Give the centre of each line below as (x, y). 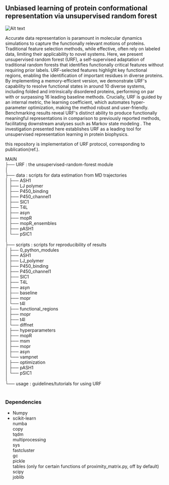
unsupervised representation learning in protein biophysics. (67, 134)
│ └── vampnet (22, 357)
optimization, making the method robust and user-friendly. (88, 107)
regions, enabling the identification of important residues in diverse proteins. (84, 75)
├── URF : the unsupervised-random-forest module (59, 164)
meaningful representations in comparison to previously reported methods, (83, 118)
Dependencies (23, 402)
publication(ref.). (22, 149)
